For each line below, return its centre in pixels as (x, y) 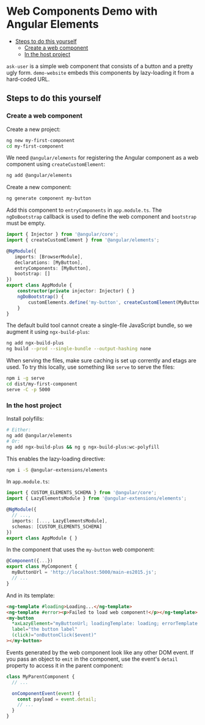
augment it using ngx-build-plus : (48, 332)
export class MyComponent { (42, 567)
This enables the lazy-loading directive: (56, 459)
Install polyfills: (25, 419)
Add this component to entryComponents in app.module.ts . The (84, 210)
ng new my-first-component (41, 140)
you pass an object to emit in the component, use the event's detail (92, 659)
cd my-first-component (35, 146)
